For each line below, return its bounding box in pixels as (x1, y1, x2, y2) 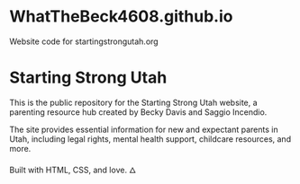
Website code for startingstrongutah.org (9, 36, 159, 47)
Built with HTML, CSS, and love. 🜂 (9, 164, 137, 175)
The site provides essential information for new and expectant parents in (9, 124, 278, 135)
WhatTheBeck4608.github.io (9, 6, 233, 27)
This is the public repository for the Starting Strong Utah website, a (9, 97, 259, 108)
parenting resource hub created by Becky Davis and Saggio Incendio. (9, 106, 268, 118)
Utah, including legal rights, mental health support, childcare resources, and (9, 133, 291, 145)
